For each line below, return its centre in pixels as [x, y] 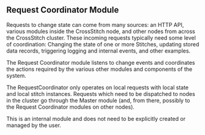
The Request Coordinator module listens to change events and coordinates [101, 62]
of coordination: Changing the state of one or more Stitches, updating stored [103, 44]
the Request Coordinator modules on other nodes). [70, 107]
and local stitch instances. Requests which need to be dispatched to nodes [101, 93]
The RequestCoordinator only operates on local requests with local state [98, 87]
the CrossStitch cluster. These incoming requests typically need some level [101, 38]
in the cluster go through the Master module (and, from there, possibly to [98, 100]
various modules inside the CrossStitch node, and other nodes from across [101, 31]
